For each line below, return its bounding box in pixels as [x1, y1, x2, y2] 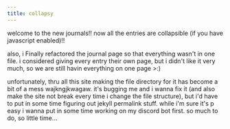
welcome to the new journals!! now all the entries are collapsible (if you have [7, 29, 223, 37]
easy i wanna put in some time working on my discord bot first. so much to [7, 106, 218, 115]
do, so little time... [7, 114, 58, 122]
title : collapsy [7, 10, 54, 17]
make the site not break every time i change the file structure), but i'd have [7, 92, 218, 100]
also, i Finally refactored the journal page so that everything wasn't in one [7, 49, 215, 58]
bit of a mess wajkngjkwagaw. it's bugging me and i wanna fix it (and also [7, 84, 215, 93]
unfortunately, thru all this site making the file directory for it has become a [7, 77, 218, 86]
